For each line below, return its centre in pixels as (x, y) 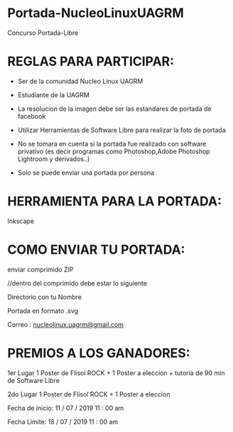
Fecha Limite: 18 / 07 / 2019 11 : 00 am (63, 421)
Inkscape (21, 221)
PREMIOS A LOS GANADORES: (99, 353)
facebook (32, 116)
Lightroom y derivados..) (54, 158)
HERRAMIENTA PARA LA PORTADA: (115, 201)
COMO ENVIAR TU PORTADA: (96, 249)
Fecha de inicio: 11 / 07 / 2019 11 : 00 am (66, 408)
